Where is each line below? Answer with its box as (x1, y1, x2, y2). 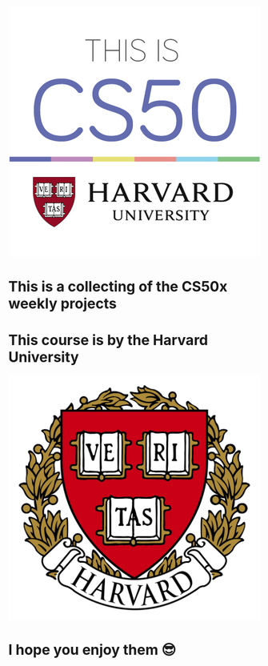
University (8, 348, 79, 367)
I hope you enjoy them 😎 (8, 641, 177, 659)
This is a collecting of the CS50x (8, 278, 228, 296)
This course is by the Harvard (8, 331, 209, 350)
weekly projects (8, 295, 118, 313)
